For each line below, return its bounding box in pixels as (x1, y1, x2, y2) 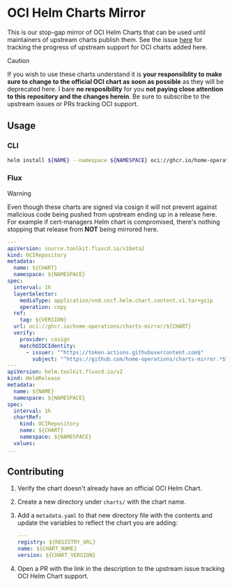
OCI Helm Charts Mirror (7, 5, 146, 21)
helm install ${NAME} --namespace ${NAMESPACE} (7, 157, 148, 164)
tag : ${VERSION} (19, 317, 68, 324)
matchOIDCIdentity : (19, 342, 77, 349)
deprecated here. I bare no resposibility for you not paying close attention (7, 85, 224, 93)
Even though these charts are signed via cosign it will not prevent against (7, 203, 217, 211)
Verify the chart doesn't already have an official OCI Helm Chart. (17, 484, 203, 493)
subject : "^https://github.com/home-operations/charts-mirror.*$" (32, 355, 229, 363)
